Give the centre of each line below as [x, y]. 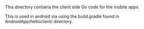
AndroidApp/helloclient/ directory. [39, 22]
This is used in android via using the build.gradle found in [62, 16]
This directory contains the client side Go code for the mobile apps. [72, 7]
